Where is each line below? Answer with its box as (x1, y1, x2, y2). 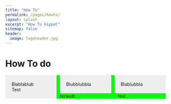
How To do (5, 58, 51, 69)
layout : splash (5, 17, 38, 22)
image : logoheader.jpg (10, 36, 58, 41)
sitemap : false (5, 27, 38, 32)
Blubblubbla (66, 81, 92, 87)
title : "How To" (5, 7, 40, 13)
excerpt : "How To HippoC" (5, 21, 60, 27)
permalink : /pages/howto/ (5, 12, 60, 17)
